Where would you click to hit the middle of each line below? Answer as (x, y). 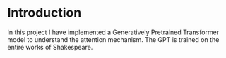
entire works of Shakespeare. (50, 47)
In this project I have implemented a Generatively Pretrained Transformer (113, 32)
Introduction (44, 13)
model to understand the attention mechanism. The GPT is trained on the (113, 39)
